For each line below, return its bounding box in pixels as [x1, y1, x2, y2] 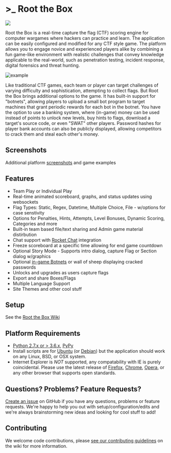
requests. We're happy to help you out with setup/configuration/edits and [5, 404, 160, 409]
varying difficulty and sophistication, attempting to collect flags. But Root [5, 88, 159, 94]
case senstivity [12, 209, 45, 215]
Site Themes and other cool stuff [12, 286, 82, 292]
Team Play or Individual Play [12, 188, 72, 194]
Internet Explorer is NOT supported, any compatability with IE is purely [12, 359, 161, 365]
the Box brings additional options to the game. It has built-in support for [5, 93, 156, 99]
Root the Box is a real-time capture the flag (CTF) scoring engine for [5, 29, 149, 36]
